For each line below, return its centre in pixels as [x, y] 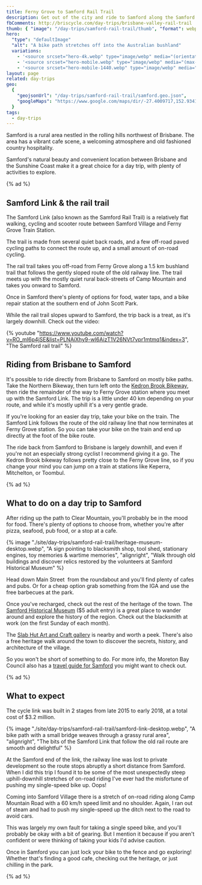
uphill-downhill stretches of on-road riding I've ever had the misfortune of [97, 779]
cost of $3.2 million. [31, 717]
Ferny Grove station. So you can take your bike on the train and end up [94, 429]
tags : [13, 112]
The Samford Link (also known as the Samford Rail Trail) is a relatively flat [97, 218]
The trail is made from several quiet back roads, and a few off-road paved [98, 242]
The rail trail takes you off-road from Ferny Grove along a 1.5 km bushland [98, 266]
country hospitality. [30, 148]
